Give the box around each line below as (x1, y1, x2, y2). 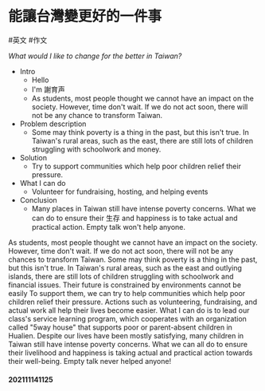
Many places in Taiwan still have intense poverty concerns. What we (31, 203, 256, 213)
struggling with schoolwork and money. (31, 144, 162, 154)
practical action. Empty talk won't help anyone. (31, 222, 185, 231)
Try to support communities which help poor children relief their (31, 161, 241, 171)
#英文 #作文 (8, 35, 48, 45)
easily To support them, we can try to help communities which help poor (8, 288, 246, 298)
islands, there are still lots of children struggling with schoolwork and (8, 271, 234, 281)
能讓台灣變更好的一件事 (8, 7, 162, 26)
